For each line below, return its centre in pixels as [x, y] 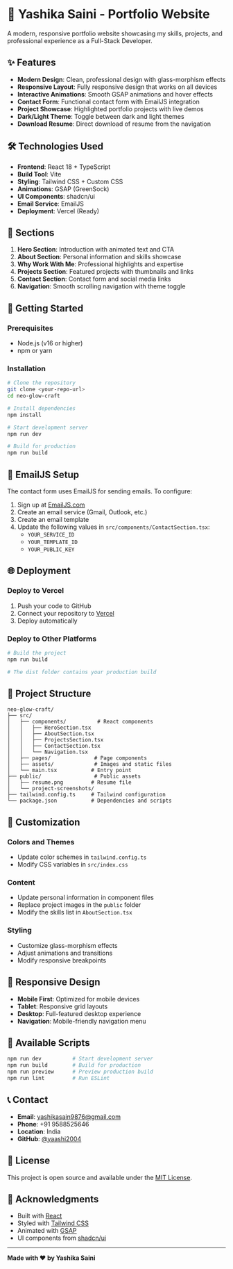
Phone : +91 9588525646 [53, 1124]
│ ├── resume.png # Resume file [69, 783]
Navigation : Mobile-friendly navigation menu [82, 1021]
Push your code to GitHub [54, 606]
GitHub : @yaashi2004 [49, 1138]
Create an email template [53, 520]
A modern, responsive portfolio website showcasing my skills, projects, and [115, 33]
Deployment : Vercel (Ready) [58, 211]
